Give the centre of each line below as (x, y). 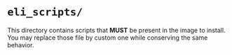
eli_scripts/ (45, 12)
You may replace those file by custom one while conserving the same (108, 38)
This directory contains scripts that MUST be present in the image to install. (116, 30)
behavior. (21, 45)
